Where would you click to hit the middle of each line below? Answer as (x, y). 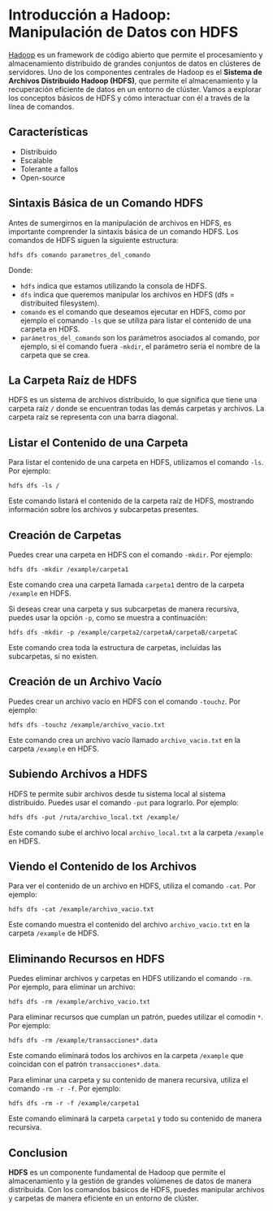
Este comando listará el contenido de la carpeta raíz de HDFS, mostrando (131, 501)
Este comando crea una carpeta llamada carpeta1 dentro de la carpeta (127, 584)
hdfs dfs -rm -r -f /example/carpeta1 (74, 1104)
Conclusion (38, 1153)
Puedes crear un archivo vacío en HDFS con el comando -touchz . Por (125, 701)
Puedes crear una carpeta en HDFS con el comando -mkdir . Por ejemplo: (131, 555)
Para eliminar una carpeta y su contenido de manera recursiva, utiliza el (128, 1080)
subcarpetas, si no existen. (54, 656)
